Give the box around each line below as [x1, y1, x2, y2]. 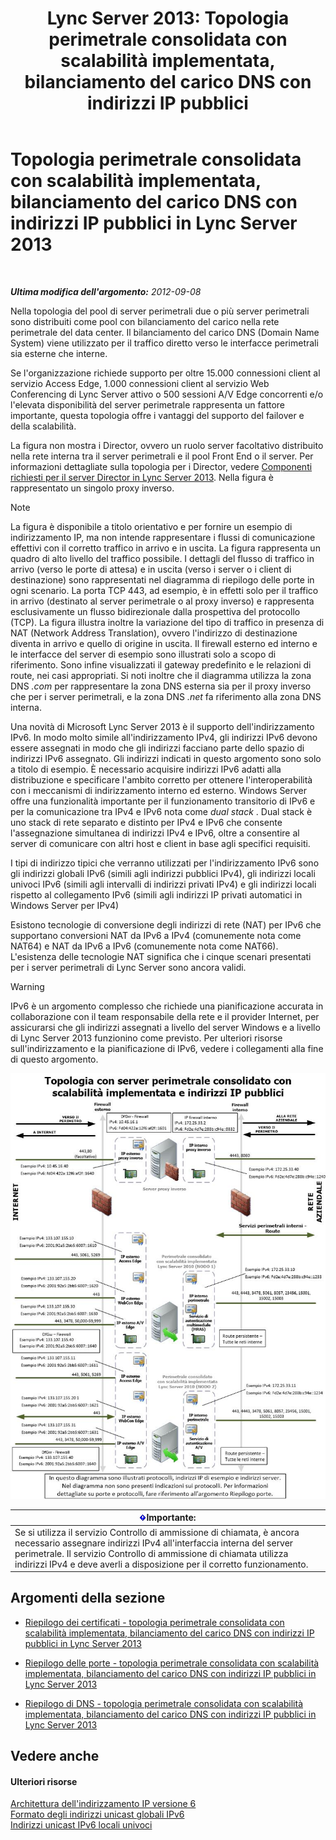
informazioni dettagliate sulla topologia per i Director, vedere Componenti [10, 460, 313, 472]
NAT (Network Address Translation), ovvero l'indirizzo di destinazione [10, 627, 298, 639]
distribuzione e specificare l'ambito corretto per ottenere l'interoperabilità [10, 773, 313, 786]
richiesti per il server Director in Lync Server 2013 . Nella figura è [10, 471, 274, 483]
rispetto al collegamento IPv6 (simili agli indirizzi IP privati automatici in [10, 888, 303, 901]
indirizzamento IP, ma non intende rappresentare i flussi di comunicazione [10, 531, 316, 543]
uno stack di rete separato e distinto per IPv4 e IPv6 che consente [10, 816, 283, 828]
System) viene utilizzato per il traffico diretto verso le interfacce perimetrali [10, 337, 319, 349]
